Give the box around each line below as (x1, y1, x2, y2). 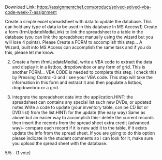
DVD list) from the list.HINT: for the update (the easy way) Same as (12, 110, 146, 115)
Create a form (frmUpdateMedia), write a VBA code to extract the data (12, 59, 152, 64)
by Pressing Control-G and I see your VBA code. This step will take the (12, 75, 153, 80)
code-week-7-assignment (5, 9, 57, 15)
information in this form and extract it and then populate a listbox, (12, 80, 143, 85)
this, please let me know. (5, 49, 55, 55)
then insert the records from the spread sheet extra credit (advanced (12, 120, 150, 126)
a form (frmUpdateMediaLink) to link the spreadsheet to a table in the (5, 29, 144, 34)
